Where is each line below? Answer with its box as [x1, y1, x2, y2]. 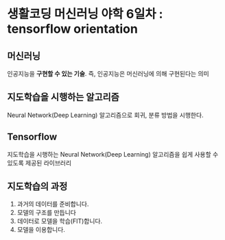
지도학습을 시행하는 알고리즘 [7, 92, 120, 103]
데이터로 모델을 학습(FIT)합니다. [16, 217, 103, 226]
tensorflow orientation [7, 21, 139, 37]
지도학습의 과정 [7, 181, 68, 192]
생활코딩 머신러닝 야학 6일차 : [7, 6, 163, 22]
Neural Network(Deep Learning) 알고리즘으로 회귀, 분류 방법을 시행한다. [7, 111, 204, 119]
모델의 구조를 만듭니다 [16, 209, 77, 217]
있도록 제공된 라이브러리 [7, 159, 72, 167]
